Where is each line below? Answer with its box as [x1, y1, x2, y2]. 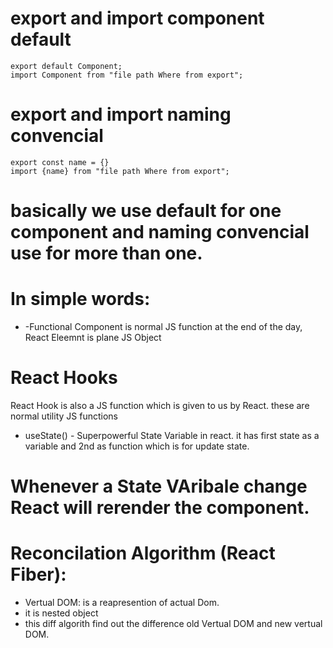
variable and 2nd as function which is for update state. [24, 440, 250, 452]
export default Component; [10, 61, 123, 71]
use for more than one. [10, 242, 203, 265]
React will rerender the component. [10, 497, 310, 519]
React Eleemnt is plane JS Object [24, 332, 162, 343]
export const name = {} [10, 157, 110, 167]
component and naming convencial [10, 221, 310, 244]
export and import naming [10, 103, 232, 126]
